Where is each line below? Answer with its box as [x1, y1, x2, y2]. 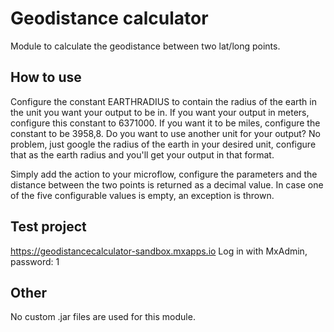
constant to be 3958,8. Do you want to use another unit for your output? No [10, 127, 321, 139]
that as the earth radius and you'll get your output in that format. [10, 148, 275, 161]
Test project [10, 218, 87, 236]
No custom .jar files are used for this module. [10, 311, 196, 323]
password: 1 [10, 255, 60, 267]
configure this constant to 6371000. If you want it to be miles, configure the [10, 117, 321, 129]
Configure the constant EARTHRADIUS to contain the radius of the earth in [10, 95, 317, 107]
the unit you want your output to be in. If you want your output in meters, [10, 106, 310, 118]
